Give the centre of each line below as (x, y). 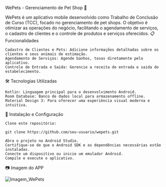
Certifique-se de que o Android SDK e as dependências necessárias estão (83, 145)
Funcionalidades (22, 41)
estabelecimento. (23, 72)
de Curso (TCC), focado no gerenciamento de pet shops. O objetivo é (77, 23)
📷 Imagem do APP (24, 168)
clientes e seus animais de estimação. (46, 54)
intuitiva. (16, 105)
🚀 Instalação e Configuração (34, 114)
